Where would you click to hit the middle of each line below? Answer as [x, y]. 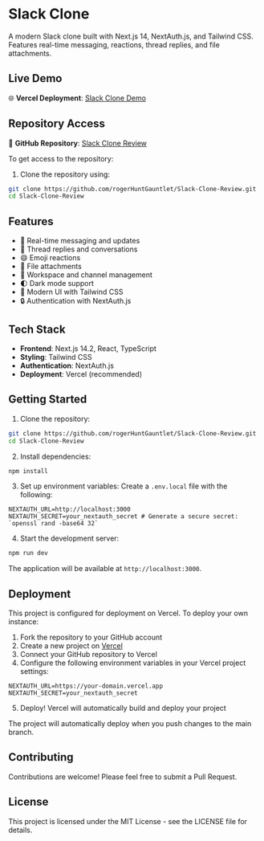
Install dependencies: [55, 456]
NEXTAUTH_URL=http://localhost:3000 [69, 510]
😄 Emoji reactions [50, 258]
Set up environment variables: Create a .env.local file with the [124, 486]
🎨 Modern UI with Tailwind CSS [71, 292]
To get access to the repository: [61, 158]
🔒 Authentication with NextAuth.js [75, 301]
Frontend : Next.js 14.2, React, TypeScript [88, 348]
